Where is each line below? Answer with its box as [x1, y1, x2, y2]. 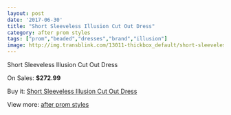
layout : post [7, 10, 45, 17]
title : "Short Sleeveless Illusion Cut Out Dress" [7, 23, 155, 29]
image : [7, 42, 26, 49]
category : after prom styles [7, 29, 91, 36]
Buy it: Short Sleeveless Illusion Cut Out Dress [7, 87, 137, 95]
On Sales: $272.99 [7, 74, 61, 82]
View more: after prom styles [7, 101, 89, 108]
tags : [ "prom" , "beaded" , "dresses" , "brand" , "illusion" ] [7, 36, 168, 42]
